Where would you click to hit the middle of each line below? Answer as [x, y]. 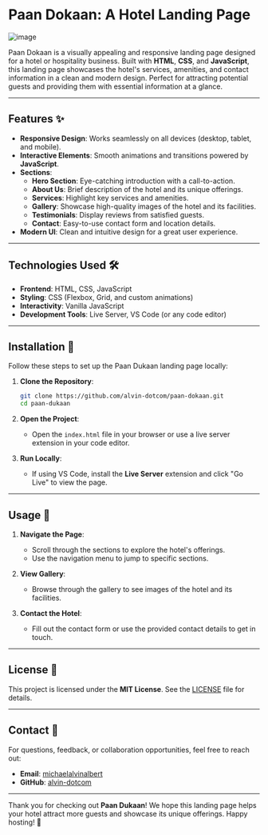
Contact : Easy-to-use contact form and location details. [124, 223]
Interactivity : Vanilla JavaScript [72, 306]
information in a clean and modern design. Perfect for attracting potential [128, 78]
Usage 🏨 [29, 515]
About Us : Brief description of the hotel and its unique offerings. [137, 189]
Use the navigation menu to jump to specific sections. [120, 558]
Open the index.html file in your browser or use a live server [131, 434]
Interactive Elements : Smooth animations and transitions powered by [134, 155]
